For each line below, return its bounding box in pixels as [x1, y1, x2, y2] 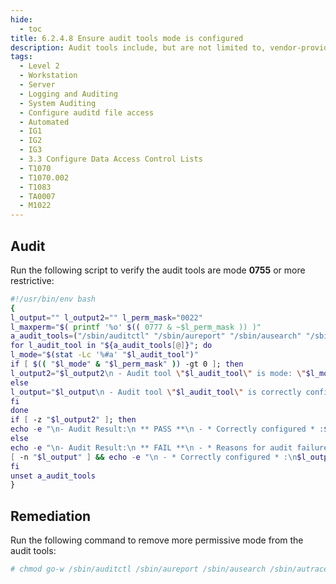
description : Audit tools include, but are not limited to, [10, 42, 267, 53]
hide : [10, 14, 33, 25]
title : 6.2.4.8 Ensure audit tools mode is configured [10, 33, 244, 43]
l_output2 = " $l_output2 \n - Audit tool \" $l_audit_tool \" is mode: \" [10, 368, 307, 378]
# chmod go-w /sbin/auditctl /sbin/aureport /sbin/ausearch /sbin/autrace [10, 564, 329, 575]
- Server [19, 80, 56, 90]
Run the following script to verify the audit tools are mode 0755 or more [10, 264, 306, 276]
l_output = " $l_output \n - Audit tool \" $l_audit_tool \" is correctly [10, 387, 302, 397]
